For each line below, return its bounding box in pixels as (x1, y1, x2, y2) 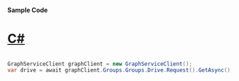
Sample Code (7, 6, 48, 14)
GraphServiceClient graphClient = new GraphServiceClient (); (7, 60, 193, 67)
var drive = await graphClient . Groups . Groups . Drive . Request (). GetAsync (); (7, 67, 234, 74)
